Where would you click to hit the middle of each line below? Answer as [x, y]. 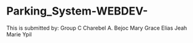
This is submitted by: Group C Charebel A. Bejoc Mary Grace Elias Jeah [97, 28]
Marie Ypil [19, 34]
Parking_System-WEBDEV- [77, 11]
